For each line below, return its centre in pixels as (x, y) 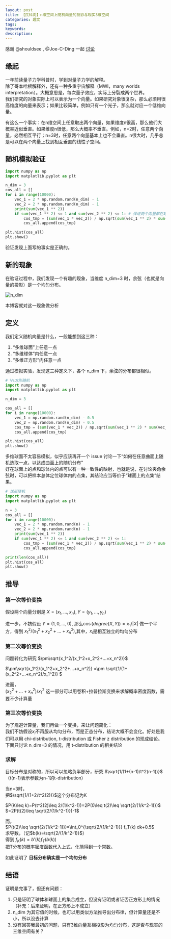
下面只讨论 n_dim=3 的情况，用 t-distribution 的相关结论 (64, 745)
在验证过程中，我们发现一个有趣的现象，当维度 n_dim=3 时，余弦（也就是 (82, 278)
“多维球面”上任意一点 (35, 347)
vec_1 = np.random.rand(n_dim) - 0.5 (54, 418)
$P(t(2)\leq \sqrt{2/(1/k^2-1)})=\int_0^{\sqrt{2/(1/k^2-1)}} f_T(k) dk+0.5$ (80, 827)
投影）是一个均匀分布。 (39, 285)
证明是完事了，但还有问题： (34, 889)
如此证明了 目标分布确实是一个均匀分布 (46, 857)
